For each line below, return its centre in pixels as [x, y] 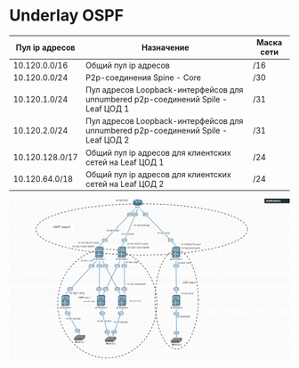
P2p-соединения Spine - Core [144, 78]
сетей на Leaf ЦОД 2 [125, 184]
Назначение [165, 47]
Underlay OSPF [67, 16]
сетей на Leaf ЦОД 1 [125, 162]
